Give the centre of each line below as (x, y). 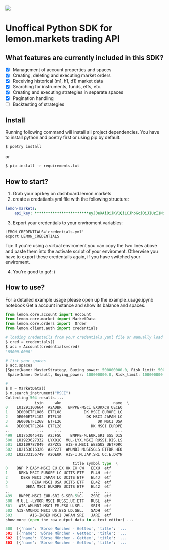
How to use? (25, 288)
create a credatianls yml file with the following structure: (71, 199)
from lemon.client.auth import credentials (52, 328)
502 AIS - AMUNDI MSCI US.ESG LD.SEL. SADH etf (58, 510)
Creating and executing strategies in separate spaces (68, 92)
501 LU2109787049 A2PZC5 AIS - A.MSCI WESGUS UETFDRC (64, 445)
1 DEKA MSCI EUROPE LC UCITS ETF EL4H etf (58, 473)
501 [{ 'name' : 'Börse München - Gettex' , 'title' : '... (66, 534)
